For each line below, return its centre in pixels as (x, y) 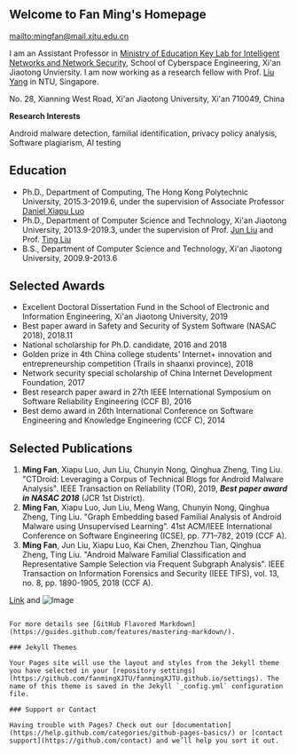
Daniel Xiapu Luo (53, 210)
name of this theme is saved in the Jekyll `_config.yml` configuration (146, 687)
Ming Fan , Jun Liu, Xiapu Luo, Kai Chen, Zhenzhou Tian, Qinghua (141, 545)
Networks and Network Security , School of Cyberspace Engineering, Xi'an (145, 62)
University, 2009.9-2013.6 (70, 258)
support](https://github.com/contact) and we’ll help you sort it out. (144, 741)
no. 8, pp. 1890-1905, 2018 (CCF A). (87, 583)
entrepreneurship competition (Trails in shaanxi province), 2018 (138, 364)
